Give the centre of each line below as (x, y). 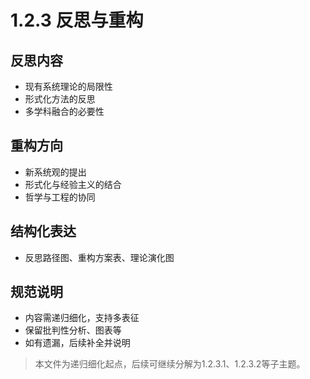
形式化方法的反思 (60, 99)
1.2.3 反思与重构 (77, 20)
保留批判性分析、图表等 (73, 330)
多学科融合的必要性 (64, 111)
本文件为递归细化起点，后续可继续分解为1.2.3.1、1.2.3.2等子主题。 (170, 364)
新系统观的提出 (55, 172)
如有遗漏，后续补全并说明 (77, 343)
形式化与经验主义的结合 (73, 184)
